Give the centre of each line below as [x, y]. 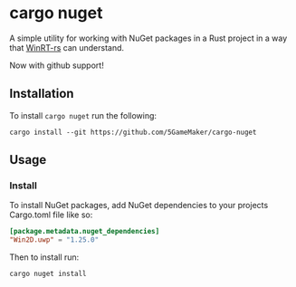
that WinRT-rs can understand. [67, 47]
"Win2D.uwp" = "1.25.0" [54, 240]
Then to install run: [44, 257]
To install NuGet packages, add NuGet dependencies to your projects [139, 206]
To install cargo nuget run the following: [83, 115]
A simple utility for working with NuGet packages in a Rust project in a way [148, 38]
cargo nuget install [48, 274]
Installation [42, 94]
